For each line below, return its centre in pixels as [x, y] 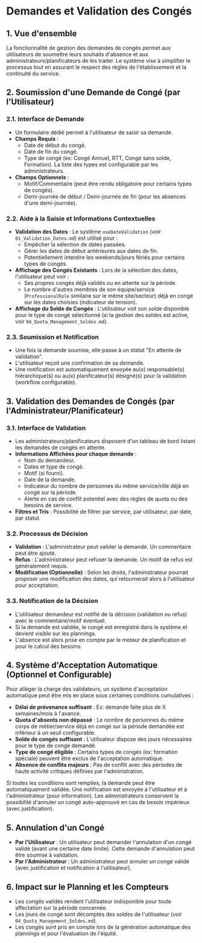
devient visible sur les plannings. [55, 633]
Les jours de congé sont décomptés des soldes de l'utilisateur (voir [99, 914]
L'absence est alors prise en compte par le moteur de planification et [100, 640]
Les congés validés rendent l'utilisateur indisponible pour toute [93, 901]
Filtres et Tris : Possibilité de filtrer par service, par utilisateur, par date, [104, 511]
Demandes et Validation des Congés [99, 11]
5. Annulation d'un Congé [55, 827]
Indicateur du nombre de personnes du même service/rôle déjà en [106, 486]
